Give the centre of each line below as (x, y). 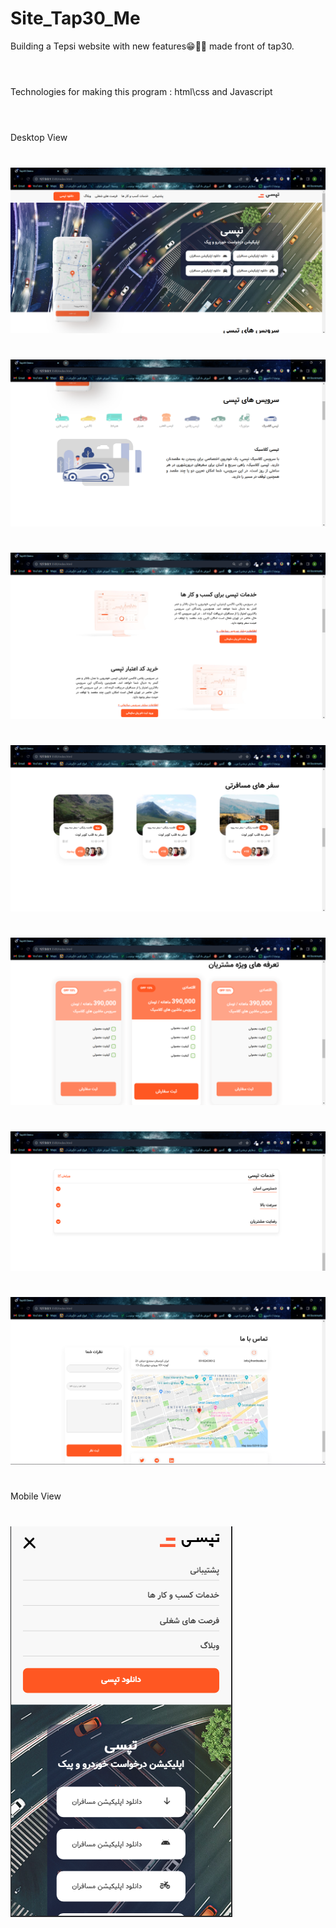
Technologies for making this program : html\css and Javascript (141, 92)
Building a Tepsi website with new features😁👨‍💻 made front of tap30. (152, 46)
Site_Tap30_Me (75, 18)
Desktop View (39, 138)
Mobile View (36, 1496)
